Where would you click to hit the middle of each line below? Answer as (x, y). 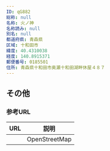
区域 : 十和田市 (22, 46)
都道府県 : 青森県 (25, 40)
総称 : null (19, 17)
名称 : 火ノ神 (20, 23)
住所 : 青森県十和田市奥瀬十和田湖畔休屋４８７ (56, 67)
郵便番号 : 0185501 (27, 62)
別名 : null (19, 34)
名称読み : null (23, 28)
